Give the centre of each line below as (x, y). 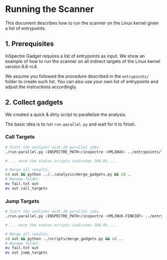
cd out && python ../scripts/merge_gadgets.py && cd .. (64, 239)
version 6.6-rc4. (22, 66)
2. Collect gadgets (34, 102)
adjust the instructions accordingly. (41, 87)
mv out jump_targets (27, 253)
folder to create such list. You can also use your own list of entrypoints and (82, 81)
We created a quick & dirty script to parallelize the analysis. (66, 114)
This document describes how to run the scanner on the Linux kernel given (82, 23)
